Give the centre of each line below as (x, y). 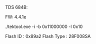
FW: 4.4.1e (16, 17)
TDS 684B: (16, 7)
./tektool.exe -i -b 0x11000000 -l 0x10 (44, 26)
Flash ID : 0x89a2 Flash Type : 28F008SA (48, 36)
